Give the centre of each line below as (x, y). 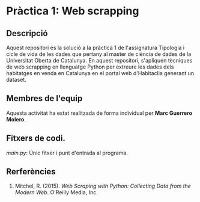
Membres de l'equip (44, 98)
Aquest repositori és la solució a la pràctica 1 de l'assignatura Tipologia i (95, 47)
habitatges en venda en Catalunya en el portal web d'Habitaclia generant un (100, 73)
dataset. (17, 80)
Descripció (27, 33)
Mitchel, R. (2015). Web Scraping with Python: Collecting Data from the (103, 186)
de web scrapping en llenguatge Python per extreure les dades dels (90, 67)
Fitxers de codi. (36, 139)
